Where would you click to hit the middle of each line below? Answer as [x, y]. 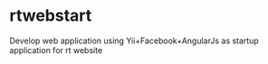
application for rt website [56, 50]
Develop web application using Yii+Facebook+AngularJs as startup [134, 41]
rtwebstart [51, 16]
